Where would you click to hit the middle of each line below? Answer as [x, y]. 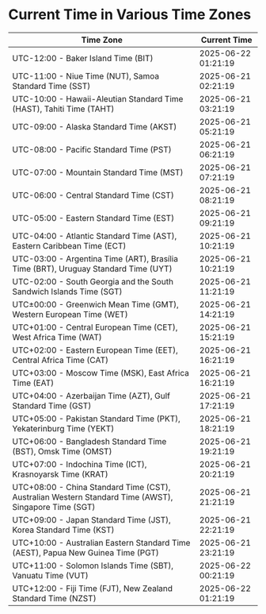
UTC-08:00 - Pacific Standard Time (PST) [92, 149]
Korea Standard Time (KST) [63, 530]
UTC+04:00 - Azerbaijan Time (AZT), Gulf [91, 396]
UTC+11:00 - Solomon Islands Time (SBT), [93, 566]
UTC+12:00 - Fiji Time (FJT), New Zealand [92, 588]
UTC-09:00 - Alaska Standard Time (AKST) [95, 126]
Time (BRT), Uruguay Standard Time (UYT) [92, 268]
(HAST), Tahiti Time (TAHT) [63, 109]
